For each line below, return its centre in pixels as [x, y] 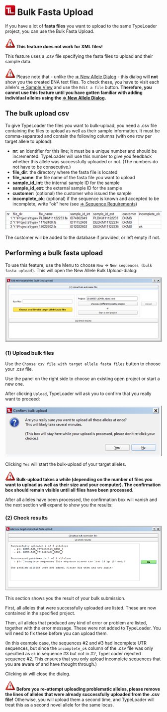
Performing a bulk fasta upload [54, 253]
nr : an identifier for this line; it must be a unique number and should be [84, 151]
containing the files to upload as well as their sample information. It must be [83, 131]
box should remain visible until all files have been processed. [69, 490]
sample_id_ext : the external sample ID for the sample [67, 188]
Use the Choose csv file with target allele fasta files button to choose [83, 364]
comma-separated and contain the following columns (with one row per [79, 136]
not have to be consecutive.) [42, 167]
